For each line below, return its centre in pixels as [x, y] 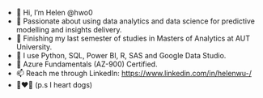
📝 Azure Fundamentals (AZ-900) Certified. [87, 64]
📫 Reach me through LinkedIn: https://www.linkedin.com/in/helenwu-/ [134, 73]
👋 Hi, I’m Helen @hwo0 [54, 13]
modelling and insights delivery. [69, 30]
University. [34, 47]
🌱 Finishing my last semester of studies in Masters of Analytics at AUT [133, 38]
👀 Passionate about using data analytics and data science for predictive [135, 21]
